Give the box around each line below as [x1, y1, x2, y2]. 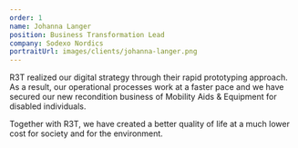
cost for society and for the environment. [9, 128, 164, 139]
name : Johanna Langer [9, 22, 92, 31]
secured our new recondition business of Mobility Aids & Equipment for [9, 92, 277, 103]
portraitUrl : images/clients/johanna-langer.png [9, 47, 198, 56]
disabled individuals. [9, 101, 87, 112]
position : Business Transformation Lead [9, 30, 166, 39]
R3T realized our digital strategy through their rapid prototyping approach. [9, 72, 289, 83]
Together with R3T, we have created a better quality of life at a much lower [9, 119, 290, 130]
